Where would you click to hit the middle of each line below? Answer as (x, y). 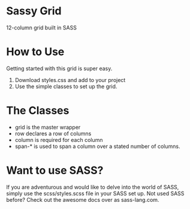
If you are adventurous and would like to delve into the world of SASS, (93, 187)
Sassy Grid (34, 11)
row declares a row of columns (53, 134)
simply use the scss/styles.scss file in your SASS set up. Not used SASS (95, 193)
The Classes (38, 110)
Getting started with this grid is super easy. (59, 68)
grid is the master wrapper (48, 127)
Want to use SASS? (55, 170)
